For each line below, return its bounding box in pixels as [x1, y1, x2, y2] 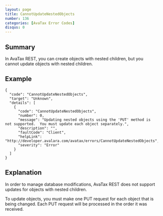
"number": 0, [17, 113, 45, 118]
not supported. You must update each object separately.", [5, 121, 130, 126]
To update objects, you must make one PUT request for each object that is [5, 196, 154, 202]
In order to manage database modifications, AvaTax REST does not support [5, 181, 155, 187]
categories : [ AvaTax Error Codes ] [5, 20, 75, 26]
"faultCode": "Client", [17, 130, 66, 135]
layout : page [5, 7, 32, 12]
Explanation [5, 169, 42, 177]
